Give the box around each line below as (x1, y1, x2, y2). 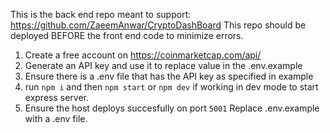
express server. (24, 92, 90, 103)
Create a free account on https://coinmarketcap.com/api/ (24, 49, 262, 61)
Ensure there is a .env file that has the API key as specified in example (24, 70, 314, 82)
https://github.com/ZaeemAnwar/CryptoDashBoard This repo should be (10, 19, 307, 31)
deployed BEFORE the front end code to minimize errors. (10, 30, 244, 41)
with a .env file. (24, 113, 88, 124)
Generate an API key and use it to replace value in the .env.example (24, 60, 303, 71)
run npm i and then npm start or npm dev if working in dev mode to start (24, 81, 319, 93)
